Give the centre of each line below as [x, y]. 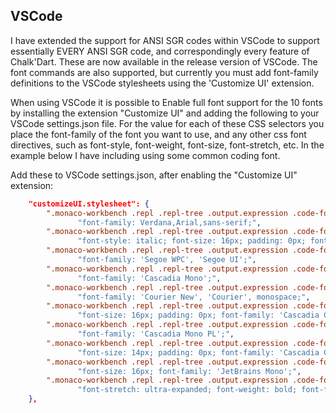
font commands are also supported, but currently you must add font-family [164, 72]
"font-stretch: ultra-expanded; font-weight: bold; [187, 390]
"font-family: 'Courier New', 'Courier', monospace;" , [194, 297]
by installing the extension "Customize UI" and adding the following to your [165, 113]
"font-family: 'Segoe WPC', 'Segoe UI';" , [167, 260]
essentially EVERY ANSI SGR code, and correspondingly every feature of [160, 51]
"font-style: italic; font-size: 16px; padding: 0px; [192, 241]
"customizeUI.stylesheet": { [89, 204]
